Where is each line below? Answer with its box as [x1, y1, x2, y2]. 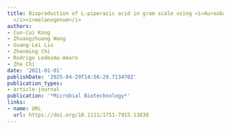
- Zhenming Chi [7, 48, 51, 55]
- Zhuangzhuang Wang [7, 35, 67, 42]
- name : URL [7, 105, 41, 112]
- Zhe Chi [7, 61, 36, 68]
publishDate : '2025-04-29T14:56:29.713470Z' [7, 73, 137, 81]
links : [7, 99, 26, 106]
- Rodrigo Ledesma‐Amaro [7, 55, 78, 61]
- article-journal [7, 86, 60, 93]
